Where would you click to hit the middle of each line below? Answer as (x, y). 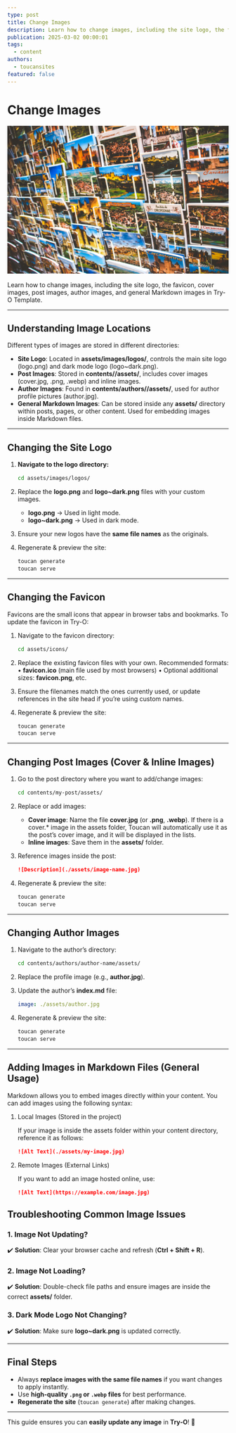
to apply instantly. (43, 1387)
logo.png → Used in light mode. (74, 513)
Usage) (24, 1079)
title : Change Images (39, 22)
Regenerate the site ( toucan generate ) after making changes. (106, 1401)
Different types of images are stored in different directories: (93, 346)
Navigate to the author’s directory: (67, 949)
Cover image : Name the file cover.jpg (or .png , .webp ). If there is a (126, 819)
